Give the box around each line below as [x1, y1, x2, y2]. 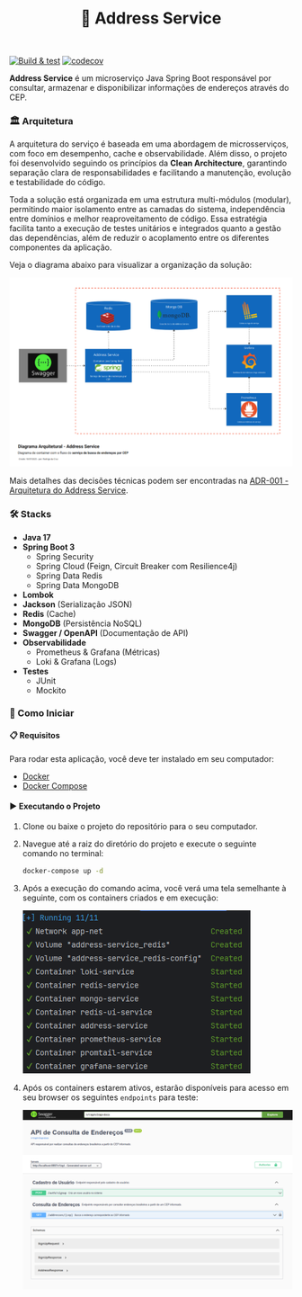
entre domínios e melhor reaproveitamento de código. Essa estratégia [9, 213, 268, 224]
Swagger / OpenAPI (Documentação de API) [22, 627, 189, 638]
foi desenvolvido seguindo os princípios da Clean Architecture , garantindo [9, 157, 288, 169]
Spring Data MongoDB [35, 579, 120, 590]
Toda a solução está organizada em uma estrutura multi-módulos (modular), [9, 194, 292, 205]
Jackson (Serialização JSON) [22, 598, 133, 610]
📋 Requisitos [9, 730, 60, 741]
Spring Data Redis [35, 570, 103, 581]
